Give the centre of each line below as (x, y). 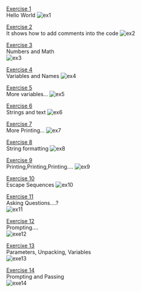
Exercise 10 (21, 178)
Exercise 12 (21, 221)
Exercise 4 (19, 70)
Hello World (21, 15)
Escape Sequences (30, 185)
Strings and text (26, 112)
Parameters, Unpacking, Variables (49, 252)
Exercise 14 (21, 270)
